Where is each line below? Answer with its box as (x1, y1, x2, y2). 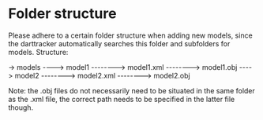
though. (8, 103, 34, 112)
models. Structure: (8, 47, 69, 56)
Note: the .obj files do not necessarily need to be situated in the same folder (8, 85, 255, 95)
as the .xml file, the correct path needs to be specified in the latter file (8, 94, 235, 104)
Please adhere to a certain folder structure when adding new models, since (8, 31, 253, 40)
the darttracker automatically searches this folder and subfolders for (8, 38, 231, 48)
